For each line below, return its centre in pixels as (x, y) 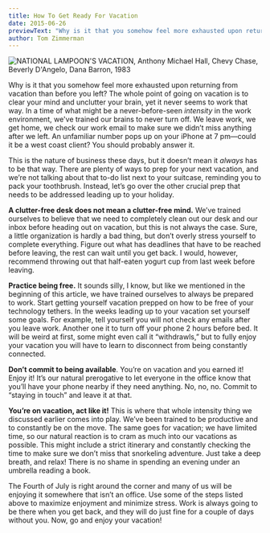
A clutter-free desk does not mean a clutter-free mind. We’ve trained (125, 211)
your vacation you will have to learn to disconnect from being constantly (128, 346)
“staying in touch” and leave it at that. (70, 396)
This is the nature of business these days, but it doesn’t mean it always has (133, 161)
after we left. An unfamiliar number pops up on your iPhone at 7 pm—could (132, 137)
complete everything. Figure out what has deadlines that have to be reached (135, 244)
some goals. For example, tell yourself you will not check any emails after (129, 320)
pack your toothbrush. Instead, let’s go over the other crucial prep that (125, 187)
